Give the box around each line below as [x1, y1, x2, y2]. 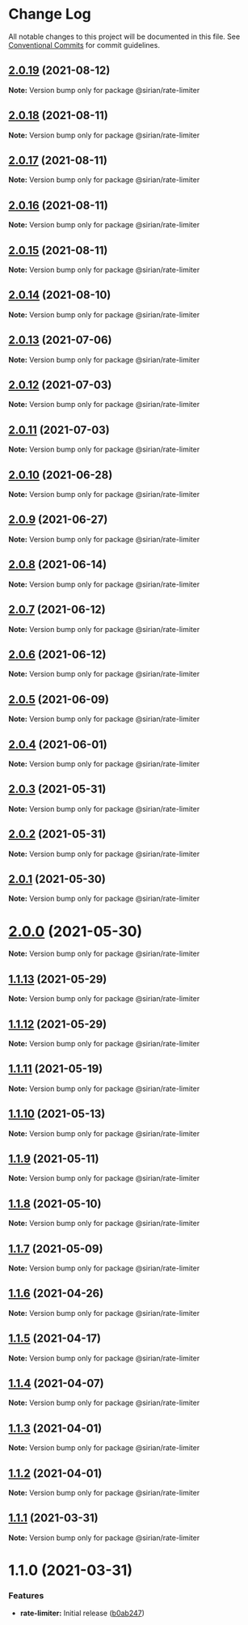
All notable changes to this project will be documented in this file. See [8, 32, 241, 41]
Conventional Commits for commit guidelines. [8, 40, 160, 49]
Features [8, 1589, 44, 1601]
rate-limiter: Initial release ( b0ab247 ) [19, 1608, 145, 1619]
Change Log [8, 5, 91, 23]
